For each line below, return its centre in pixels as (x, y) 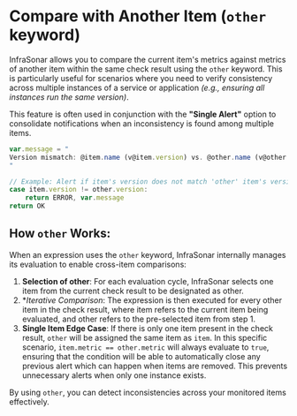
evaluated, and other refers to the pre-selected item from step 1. (139, 319)
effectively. (30, 401)
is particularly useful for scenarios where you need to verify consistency (141, 78)
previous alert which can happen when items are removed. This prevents (155, 366)
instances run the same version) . (69, 97)
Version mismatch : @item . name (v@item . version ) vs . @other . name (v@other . (150, 157)
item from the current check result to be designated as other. (133, 291)
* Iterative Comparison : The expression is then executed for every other (152, 300)
